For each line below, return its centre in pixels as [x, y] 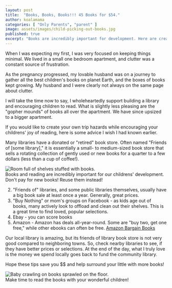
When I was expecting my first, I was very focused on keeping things [78, 53]
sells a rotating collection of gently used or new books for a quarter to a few [85, 153]
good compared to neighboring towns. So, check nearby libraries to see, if [84, 243]
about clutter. [19, 91]
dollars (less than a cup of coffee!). [42, 159]
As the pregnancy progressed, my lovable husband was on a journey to [81, 74]
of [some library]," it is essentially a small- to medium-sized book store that [84, 148]
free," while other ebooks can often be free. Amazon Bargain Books [84, 228]
